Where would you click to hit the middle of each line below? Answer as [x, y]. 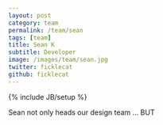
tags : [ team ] [30, 38]
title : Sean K [32, 45]
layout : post [30, 15]
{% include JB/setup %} [48, 97]
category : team [33, 23]
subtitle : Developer [43, 52]
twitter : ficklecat [41, 67]
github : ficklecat [39, 74]
